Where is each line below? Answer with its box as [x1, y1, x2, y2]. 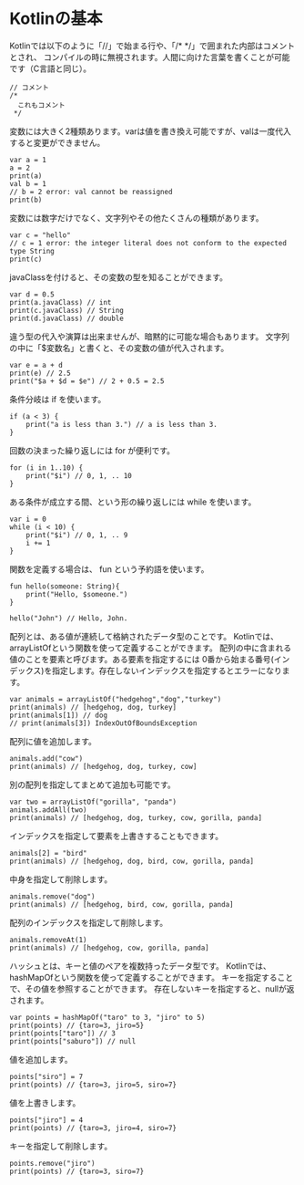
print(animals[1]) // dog [9, 711, 107, 720]
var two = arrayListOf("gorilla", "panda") [9, 797, 177, 806]
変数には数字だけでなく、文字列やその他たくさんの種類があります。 [9, 212, 264, 223]
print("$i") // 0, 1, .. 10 [25, 471, 132, 480]
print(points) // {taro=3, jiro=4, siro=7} [9, 1123, 177, 1132]
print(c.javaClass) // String [9, 306, 125, 315]
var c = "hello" [9, 230, 71, 240]
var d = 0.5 [9, 289, 55, 299]
